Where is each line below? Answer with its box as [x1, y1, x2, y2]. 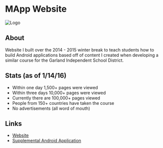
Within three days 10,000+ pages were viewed [12, 90, 106, 96]
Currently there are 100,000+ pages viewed [12, 95, 100, 101]
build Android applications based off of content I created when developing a [5, 52, 159, 58]
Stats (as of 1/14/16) [5, 72, 67, 80]
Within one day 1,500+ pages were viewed [12, 84, 98, 90]
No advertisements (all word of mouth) [12, 105, 91, 111]
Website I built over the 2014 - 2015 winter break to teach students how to [5, 47, 154, 52]
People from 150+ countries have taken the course [12, 100, 115, 106]
